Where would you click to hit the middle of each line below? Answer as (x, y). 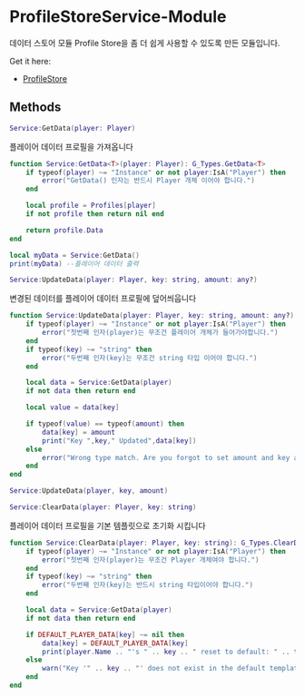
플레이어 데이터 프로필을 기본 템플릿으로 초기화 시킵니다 (108, 525)
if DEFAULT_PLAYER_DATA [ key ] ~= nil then (105, 634)
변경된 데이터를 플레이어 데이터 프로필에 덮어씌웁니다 (103, 299)
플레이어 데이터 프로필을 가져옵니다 (71, 146)
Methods (35, 108)
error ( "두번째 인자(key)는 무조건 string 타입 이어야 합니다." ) (150, 358)
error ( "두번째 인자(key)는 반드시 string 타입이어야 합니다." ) (148, 585)
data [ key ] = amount (79, 432)
